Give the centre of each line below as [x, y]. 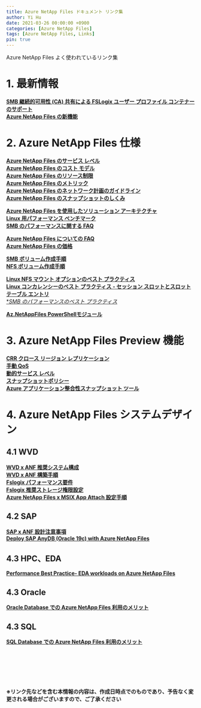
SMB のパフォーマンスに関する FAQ [50, 226]
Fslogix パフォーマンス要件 [40, 482]
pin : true [19, 40]
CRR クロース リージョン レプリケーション [58, 358]
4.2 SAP [22, 517]
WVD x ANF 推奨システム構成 [43, 467]
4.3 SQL [22, 627]
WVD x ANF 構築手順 [32, 474]
